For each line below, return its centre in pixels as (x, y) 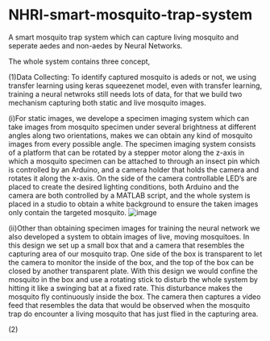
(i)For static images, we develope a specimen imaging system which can (129, 118)
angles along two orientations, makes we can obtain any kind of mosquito (131, 135)
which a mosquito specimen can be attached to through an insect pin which (134, 161)
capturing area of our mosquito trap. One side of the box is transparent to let (135, 254)
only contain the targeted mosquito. (68, 212)
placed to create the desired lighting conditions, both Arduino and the (124, 186)
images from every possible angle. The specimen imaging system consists (132, 143)
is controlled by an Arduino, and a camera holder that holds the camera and (134, 169)
